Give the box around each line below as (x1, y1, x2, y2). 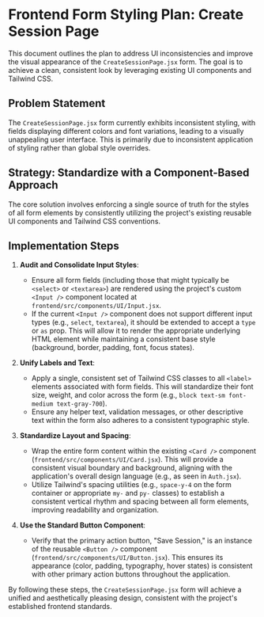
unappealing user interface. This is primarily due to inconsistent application (8, 135, 254, 144)
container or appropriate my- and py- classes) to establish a (31, 489, 225, 498)
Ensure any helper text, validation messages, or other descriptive (31, 407, 243, 417)
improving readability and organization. (31, 505, 160, 515)
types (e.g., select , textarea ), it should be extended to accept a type (31, 318, 256, 327)
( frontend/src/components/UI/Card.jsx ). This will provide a (31, 455, 224, 464)
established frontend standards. (8, 602, 112, 611)
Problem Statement (8, 97, 106, 110)
